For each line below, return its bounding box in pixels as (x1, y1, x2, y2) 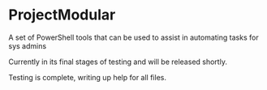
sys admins (8, 41, 47, 50)
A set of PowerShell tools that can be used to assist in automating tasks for (8, 32, 259, 42)
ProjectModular (8, 6, 116, 24)
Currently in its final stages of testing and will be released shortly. (8, 57, 227, 66)
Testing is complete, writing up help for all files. (8, 72, 166, 82)
